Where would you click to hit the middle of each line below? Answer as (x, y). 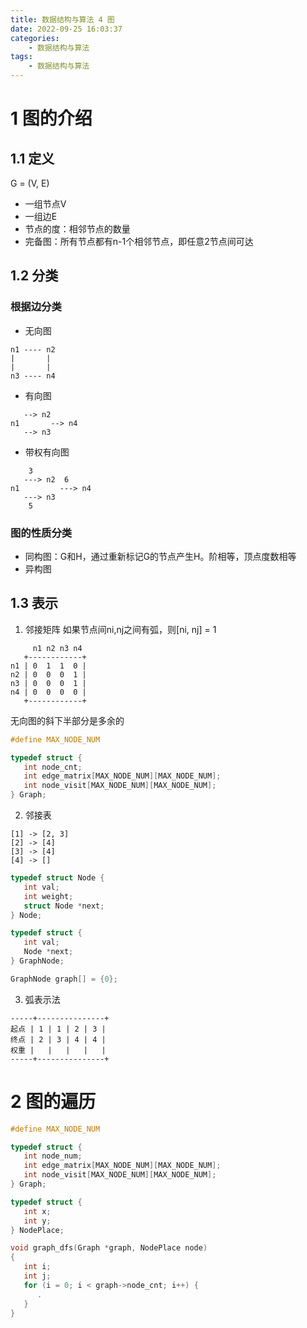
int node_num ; (53, 1156)
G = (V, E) (30, 183)
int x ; (37, 1211)
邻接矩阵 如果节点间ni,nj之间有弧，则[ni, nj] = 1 (120, 629)
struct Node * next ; (64, 906)
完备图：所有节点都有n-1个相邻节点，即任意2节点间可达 (139, 241)
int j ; (37, 1276)
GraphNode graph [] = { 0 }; (64, 979)
